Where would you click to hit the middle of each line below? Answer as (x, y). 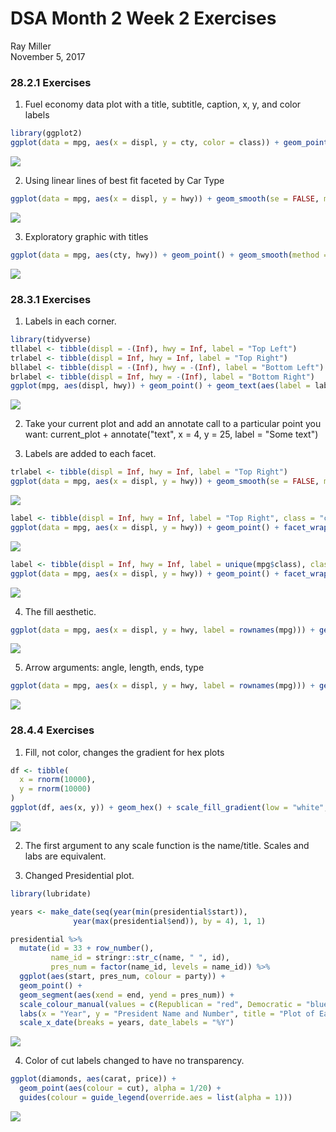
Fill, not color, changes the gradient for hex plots (124, 752)
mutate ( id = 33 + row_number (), (87, 948)
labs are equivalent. (65, 856)
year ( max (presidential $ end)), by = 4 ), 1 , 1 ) (170, 921)
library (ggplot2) (46, 133)
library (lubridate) (51, 893)
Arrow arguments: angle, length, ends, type (114, 668)
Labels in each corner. (70, 321)
